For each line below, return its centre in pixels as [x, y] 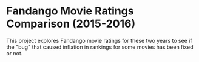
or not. [15, 53]
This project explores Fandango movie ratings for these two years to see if [99, 40]
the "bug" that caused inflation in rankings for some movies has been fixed [100, 47]
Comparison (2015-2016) [71, 24]
